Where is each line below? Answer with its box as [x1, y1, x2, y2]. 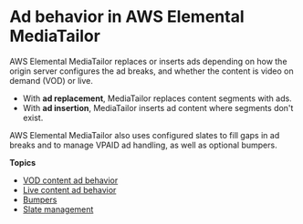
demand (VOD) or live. [9, 75, 93, 86]
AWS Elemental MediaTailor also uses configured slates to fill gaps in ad [9, 129, 280, 140]
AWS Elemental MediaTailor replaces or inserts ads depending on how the [9, 56, 287, 66]
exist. [22, 112, 44, 123]
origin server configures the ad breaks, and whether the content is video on [9, 66, 294, 76]
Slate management [22, 203, 94, 215]
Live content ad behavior [22, 184, 117, 195]
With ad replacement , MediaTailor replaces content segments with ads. [22, 93, 292, 104]
